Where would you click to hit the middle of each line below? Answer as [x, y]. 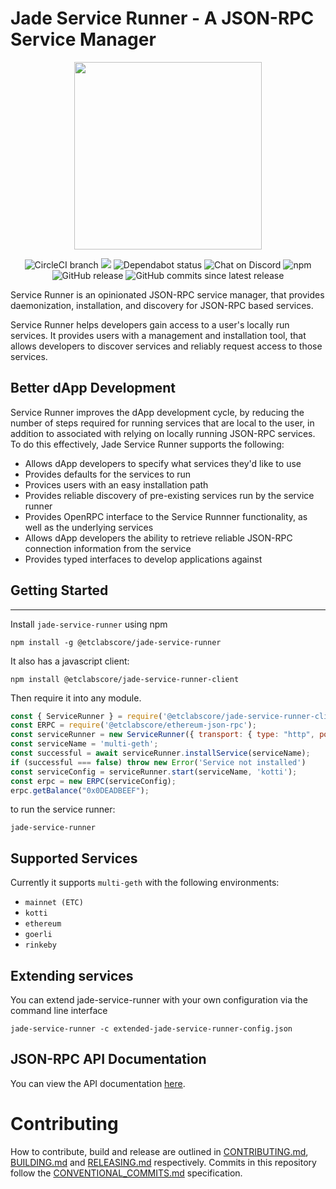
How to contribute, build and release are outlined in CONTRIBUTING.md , [159, 1151]
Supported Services [74, 858]
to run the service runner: [63, 809]
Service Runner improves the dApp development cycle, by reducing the [157, 412]
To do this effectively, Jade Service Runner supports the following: [147, 444]
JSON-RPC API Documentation [108, 1059]
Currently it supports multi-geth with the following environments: [145, 883]
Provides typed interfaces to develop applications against [143, 559]
